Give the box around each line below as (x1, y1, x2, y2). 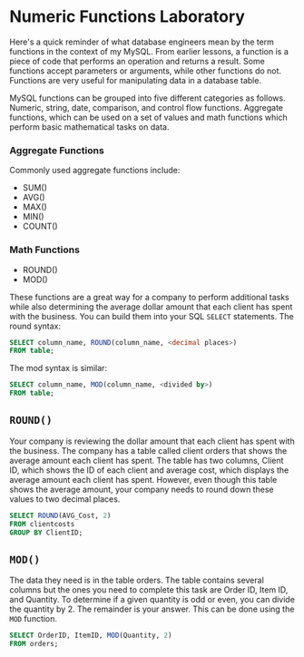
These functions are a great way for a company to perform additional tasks (9, 291, 290, 302)
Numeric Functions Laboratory (9, 6, 245, 27)
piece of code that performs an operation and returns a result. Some (9, 55, 265, 66)
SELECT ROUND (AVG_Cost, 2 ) (9, 511, 112, 520)
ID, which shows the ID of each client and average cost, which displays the (9, 465, 289, 476)
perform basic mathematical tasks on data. (9, 121, 170, 132)
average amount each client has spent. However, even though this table (9, 474, 278, 485)
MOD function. (9, 613, 57, 624)
